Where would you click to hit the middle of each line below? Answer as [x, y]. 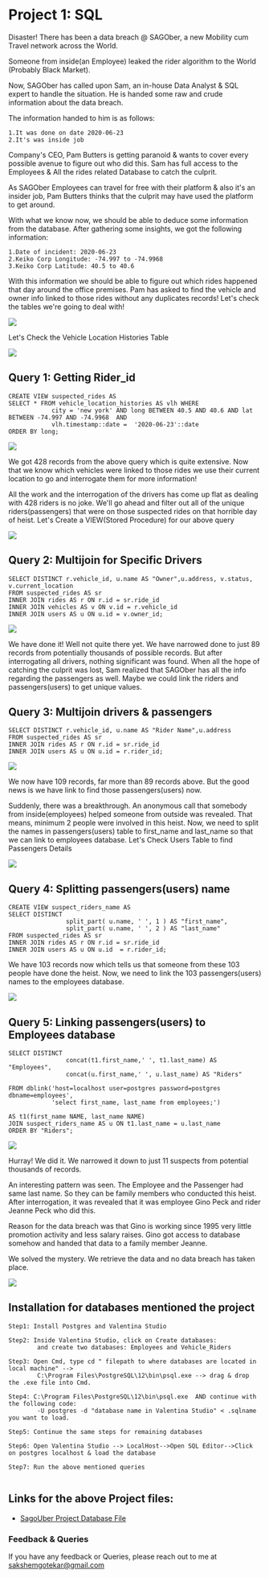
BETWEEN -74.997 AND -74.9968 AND [68, 417]
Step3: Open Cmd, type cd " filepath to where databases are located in [132, 1362]
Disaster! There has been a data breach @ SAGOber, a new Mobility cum [128, 37]
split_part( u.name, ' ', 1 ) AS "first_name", [147, 922]
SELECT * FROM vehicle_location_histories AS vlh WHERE [104, 403]
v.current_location [41, 586]
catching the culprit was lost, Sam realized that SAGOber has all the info [127, 670]
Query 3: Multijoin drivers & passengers [110, 712]
